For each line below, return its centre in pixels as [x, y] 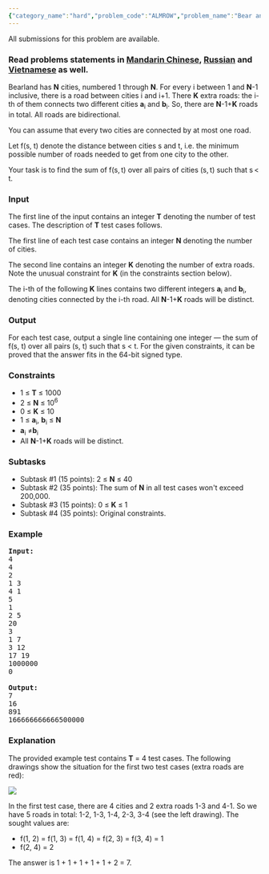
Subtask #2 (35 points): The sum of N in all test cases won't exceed [132, 488]
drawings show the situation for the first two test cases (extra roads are [126, 766]
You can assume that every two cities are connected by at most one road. [130, 130]
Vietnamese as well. [48, 69]
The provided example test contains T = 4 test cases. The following [120, 758]
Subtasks [27, 461]
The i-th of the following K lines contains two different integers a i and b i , [127, 290]
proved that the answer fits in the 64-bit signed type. [95, 355]
